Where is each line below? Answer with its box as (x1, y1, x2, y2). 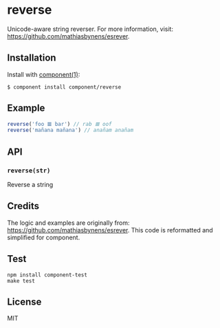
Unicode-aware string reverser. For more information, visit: (7, 25, 174, 33)
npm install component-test (7, 271, 88, 278)
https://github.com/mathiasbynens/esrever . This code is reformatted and (7, 226, 213, 234)
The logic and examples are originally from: (7, 219, 130, 227)
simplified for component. (7, 233, 80, 241)
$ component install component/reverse (7, 83, 122, 91)
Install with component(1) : (7, 70, 80, 78)
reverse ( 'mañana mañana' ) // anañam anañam (7, 127, 134, 134)
